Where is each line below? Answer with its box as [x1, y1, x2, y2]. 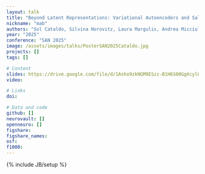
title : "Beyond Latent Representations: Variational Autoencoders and [6, 15, 190, 21]
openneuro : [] [6, 121, 43, 128]
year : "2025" [6, 32, 40, 38]
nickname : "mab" [6, 20, 48, 26]
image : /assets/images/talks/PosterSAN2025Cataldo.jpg [6, 43, 149, 49]
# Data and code [6, 104, 48, 111]
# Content [6, 65, 32, 71]
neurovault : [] [6, 115, 45, 122]
